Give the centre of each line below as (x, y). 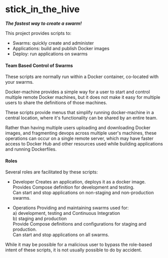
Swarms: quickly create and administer (53, 43)
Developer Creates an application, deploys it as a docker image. (79, 182)
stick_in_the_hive (43, 9)
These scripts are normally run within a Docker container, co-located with (82, 77)
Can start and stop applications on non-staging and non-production (83, 193)
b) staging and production (40, 218)
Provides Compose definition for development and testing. (73, 187)
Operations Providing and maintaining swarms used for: (71, 208)
